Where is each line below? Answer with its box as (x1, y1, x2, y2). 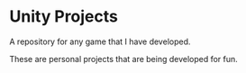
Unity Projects (9, 6, 119, 27)
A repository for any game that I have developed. (9, 36, 191, 47)
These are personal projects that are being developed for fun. (9, 53, 239, 64)
